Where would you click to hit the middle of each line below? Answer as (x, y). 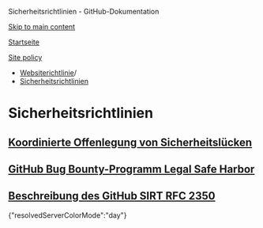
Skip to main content (42, 27)
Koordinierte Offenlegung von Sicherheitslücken (130, 142)
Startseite (24, 42)
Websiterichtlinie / (48, 73)
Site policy (25, 57)
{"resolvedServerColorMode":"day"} (68, 215)
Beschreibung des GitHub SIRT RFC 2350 (112, 196)
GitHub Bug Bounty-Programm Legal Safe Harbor (131, 169)
